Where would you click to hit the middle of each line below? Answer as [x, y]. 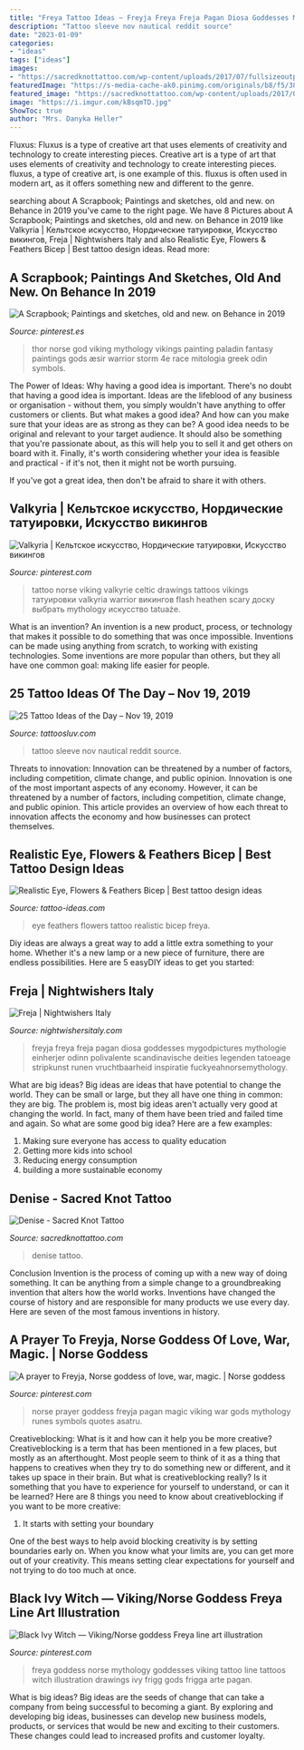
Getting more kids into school [77, 1151]
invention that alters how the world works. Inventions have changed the [142, 1292]
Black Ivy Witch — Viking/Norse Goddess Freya [146, 1599]
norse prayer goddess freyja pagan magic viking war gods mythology [161, 1411]
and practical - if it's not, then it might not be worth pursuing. [123, 463]
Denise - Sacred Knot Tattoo [90, 1198]
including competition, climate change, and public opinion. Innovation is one [151, 777]
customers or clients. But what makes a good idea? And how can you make [149, 415]
